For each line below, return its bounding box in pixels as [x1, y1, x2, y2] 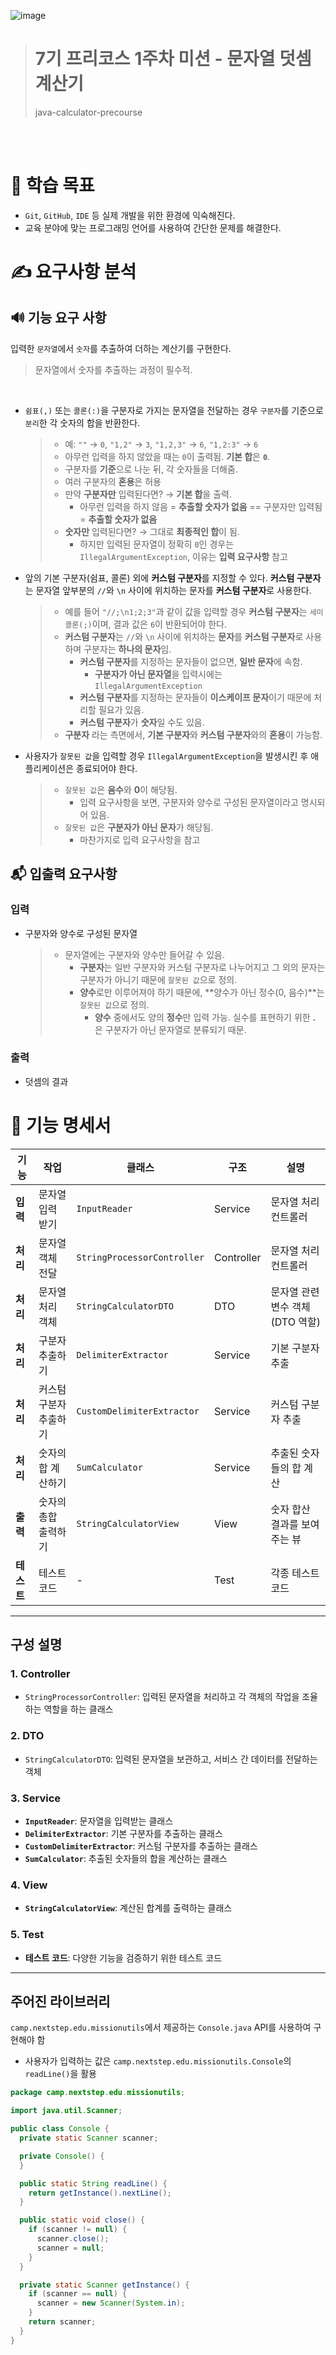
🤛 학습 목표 [10, 175, 95, 197]
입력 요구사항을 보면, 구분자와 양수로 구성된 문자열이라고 [79, 796, 299, 808]
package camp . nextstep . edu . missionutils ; [10, 2088, 186, 2098]
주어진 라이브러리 [10, 1993, 111, 2010]
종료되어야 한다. [76, 762, 138, 774]
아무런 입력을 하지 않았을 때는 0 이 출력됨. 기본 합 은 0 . [64, 450, 271, 462]
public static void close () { [19, 2215, 145, 2225]
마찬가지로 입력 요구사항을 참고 [79, 833, 201, 845]
